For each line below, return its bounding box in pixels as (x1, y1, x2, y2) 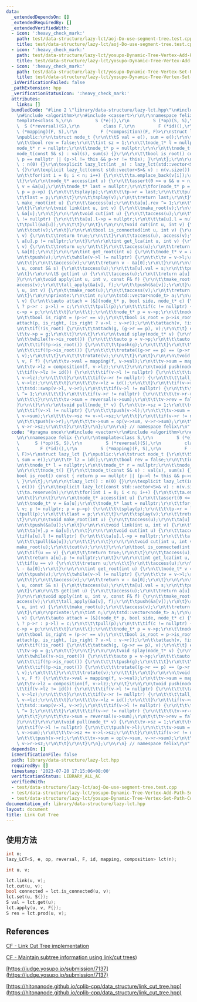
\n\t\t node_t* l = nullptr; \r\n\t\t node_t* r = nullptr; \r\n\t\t (16, 462, 180, 468)
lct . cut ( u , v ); (6, 883, 43, 889)
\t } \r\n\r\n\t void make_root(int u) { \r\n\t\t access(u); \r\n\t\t (16, 517, 180, 523)
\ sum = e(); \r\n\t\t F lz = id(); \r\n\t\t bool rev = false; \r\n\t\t (16, 457, 188, 463)
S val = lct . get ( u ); (6, 900, 57, 906)
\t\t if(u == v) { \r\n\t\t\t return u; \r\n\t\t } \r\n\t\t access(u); (16, 561, 180, 567)
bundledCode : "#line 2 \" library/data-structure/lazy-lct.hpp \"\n (11, 107, 177, 113)
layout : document (6, 806, 49, 812)
